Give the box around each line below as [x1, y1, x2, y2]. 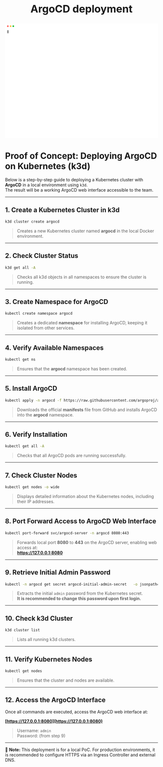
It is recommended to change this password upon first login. [16, 596, 142, 602]
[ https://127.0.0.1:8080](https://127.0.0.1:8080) [5, 718, 103, 724]
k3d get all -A [5, 265, 36, 270]
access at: [16, 544, 38, 550]
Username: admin [16, 727, 51, 734]
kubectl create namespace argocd [5, 311, 73, 316]
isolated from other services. [16, 325, 75, 331]
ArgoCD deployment [30, 2, 133, 15]
